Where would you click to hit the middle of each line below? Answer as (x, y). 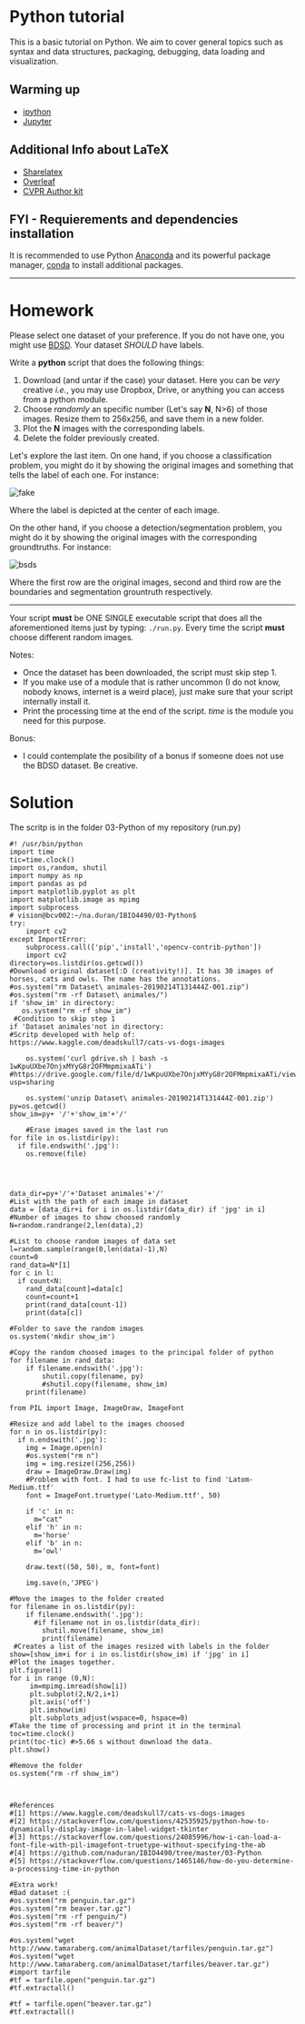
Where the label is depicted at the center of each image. (114, 510)
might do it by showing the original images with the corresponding (133, 538)
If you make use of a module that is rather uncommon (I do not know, (152, 682)
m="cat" (48, 1520)
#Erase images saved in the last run (97, 1130)
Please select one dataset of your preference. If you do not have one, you (147, 336)
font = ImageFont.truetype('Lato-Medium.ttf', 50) (123, 1496)
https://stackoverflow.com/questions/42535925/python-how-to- (150, 1822)
